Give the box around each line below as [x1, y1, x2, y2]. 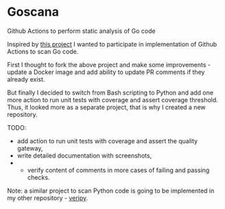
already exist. [7, 75, 45, 83]
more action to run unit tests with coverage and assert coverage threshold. [7, 95, 218, 103]
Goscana [7, 4, 60, 20]
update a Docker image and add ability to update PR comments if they [7, 68, 205, 76]
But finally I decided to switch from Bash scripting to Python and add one [7, 88, 214, 97]
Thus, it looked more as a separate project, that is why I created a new [7, 103, 206, 111]
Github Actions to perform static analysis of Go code [7, 27, 156, 35]
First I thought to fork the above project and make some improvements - [7, 60, 211, 69]
